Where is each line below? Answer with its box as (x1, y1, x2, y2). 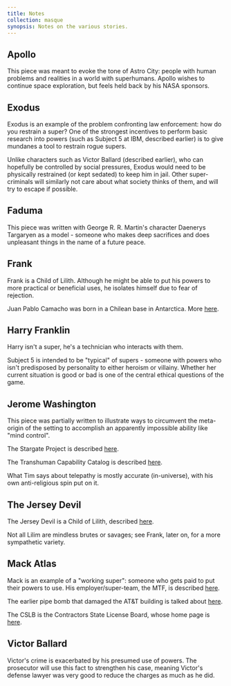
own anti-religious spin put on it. (7, 479, 99, 488)
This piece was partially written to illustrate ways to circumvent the (7, 416, 198, 425)
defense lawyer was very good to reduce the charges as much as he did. (7, 671, 215, 679)
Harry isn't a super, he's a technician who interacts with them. (7, 343, 184, 351)
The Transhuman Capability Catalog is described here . (7, 458, 163, 467)
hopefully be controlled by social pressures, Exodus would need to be (7, 163, 206, 171)
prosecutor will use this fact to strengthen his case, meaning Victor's (7, 663, 203, 671)
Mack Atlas (7, 558, 57, 570)
